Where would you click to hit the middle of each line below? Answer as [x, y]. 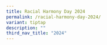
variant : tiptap [26, 22]
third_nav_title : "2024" [36, 33]
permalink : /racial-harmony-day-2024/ [53, 17]
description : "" [26, 28]
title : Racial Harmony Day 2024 [46, 11]
